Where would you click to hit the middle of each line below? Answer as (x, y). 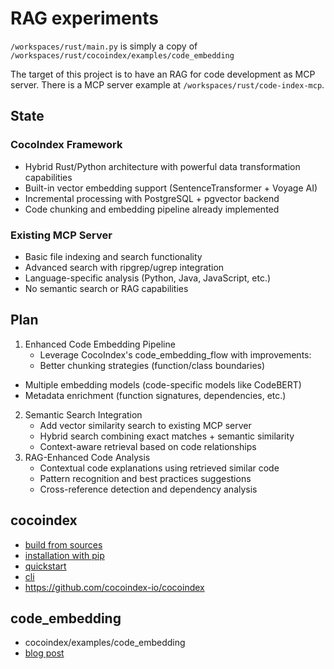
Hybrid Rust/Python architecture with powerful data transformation (162, 166)
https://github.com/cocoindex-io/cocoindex (114, 587)
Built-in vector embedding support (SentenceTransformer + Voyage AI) (171, 188)
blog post (44, 653)
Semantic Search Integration (83, 414)
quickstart (45, 566)
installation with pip (64, 555)
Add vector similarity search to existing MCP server (145, 425)
